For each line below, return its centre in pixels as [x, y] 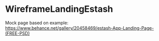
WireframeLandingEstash [59, 9]
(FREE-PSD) [17, 33]
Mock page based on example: [37, 23]
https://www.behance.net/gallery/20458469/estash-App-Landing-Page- [79, 28]
